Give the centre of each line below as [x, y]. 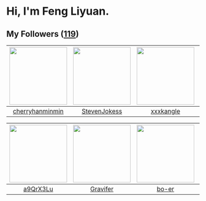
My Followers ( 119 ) [43, 34]
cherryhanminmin [38, 111]
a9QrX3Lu [38, 189]
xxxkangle [166, 111]
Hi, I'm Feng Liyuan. [58, 11]
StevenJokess [102, 111]
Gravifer [102, 189]
